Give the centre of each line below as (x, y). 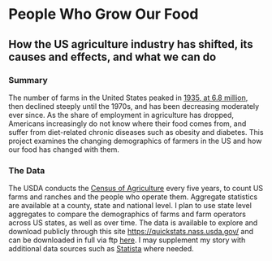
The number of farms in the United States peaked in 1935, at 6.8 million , (128, 98)
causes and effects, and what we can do (112, 57)
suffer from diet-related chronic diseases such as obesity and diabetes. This (136, 132)
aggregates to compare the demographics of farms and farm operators (127, 214)
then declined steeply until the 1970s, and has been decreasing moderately (134, 106)
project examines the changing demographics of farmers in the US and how (135, 141)
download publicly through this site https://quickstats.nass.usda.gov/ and (131, 232)
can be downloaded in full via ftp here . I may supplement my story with (127, 240)
